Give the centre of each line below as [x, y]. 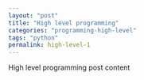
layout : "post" [33, 15]
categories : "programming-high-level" [72, 30]
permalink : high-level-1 [49, 45]
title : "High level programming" [64, 23]
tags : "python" [33, 38]
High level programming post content [69, 67]
